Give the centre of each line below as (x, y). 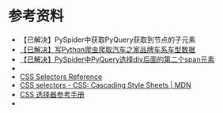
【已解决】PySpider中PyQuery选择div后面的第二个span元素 (117, 59)
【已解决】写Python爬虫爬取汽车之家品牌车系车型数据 (108, 49)
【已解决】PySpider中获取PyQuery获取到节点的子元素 (108, 40)
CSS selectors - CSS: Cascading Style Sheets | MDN (105, 85)
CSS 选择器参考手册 (52, 94)
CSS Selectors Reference (61, 77)
